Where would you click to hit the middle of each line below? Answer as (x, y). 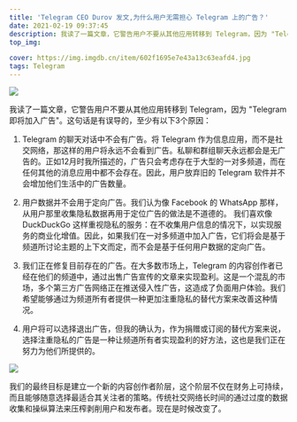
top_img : (25, 42)
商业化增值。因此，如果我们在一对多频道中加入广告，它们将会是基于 (161, 235)
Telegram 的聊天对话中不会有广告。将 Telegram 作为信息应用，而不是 (148, 139)
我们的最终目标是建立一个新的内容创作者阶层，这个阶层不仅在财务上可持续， (148, 386)
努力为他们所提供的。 (61, 351)
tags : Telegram (37, 66)
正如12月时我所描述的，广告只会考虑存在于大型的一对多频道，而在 (166, 161)
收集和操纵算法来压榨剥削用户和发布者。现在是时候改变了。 (118, 408)
